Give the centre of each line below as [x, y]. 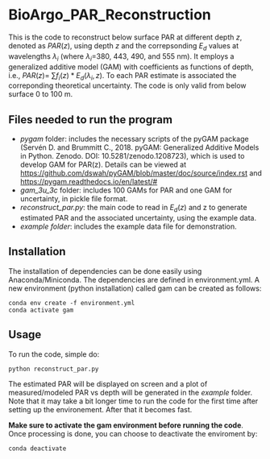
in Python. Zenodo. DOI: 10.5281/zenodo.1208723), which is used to [132, 156]
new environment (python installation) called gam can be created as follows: [135, 288]
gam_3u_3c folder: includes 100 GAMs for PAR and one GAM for [126, 190]
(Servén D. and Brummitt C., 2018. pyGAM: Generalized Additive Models [139, 147]
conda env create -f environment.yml [72, 303]
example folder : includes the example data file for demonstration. [128, 226]
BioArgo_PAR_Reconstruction [110, 15]
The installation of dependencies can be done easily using [105, 271]
